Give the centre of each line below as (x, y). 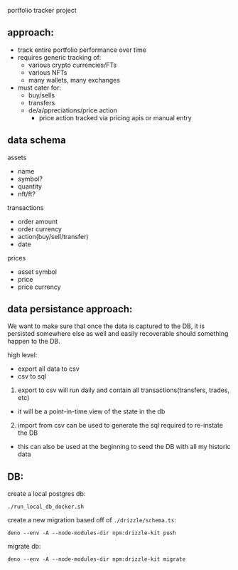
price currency (39, 287)
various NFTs (48, 72)
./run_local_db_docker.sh (45, 507)
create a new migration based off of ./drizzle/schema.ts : (92, 520)
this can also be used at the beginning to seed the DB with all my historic (124, 447)
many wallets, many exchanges (74, 80)
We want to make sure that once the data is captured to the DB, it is (106, 326)
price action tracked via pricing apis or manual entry (115, 117)
